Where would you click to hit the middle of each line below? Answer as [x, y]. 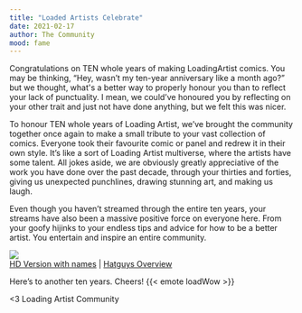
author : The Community [52, 34]
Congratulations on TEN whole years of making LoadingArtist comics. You [147, 69]
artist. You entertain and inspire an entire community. [108, 238]
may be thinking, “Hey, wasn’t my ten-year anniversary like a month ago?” [147, 78]
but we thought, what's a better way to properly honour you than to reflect [148, 87]
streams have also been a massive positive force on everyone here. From [146, 218]
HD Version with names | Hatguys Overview [91, 264]
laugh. [21, 191]
